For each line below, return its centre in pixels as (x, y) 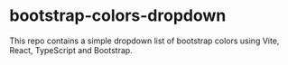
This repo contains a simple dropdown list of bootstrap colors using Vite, (144, 41)
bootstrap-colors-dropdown (118, 16)
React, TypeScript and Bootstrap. (71, 50)
